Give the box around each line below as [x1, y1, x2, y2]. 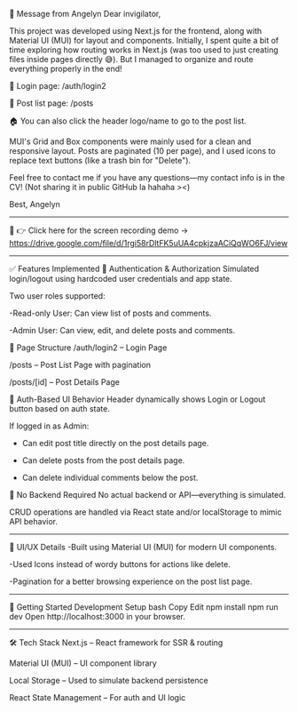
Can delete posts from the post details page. [21, 455, 185, 466]
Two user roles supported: [9, 291, 106, 301]
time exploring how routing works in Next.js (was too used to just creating [9, 44, 279, 55]
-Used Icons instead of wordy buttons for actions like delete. [9, 559, 231, 569]
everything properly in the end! [9, 63, 122, 74]
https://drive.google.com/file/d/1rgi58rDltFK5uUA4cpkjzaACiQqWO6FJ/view [9, 238, 288, 248]
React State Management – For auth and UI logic [9, 692, 186, 702]
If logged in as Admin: [9, 420, 90, 431]
